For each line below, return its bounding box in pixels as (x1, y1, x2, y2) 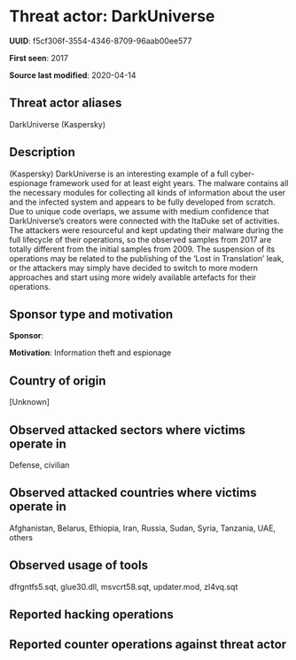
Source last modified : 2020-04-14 (9, 69, 136, 81)
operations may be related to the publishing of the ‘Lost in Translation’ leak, (9, 252, 284, 263)
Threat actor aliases (9, 96, 122, 111)
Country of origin (9, 373, 106, 388)
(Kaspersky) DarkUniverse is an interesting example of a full (9, 168, 229, 179)
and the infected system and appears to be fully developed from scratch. (9, 197, 277, 207)
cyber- (230, 168, 255, 179)
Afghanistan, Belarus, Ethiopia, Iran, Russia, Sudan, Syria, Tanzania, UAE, (9, 523, 277, 533)
